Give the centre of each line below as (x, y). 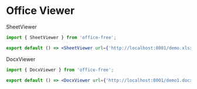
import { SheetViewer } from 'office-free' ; (61, 37)
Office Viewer (40, 11)
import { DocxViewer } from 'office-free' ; (60, 70)
